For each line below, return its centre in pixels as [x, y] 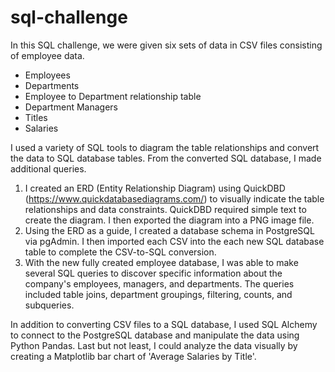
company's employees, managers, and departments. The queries [159, 283]
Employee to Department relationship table [113, 96]
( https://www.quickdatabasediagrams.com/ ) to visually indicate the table [174, 198]
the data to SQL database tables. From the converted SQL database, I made [166, 158]
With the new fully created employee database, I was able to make [161, 262]
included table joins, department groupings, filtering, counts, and [158, 294]
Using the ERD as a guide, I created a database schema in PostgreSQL [169, 230]
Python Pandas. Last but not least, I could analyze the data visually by [154, 345]
